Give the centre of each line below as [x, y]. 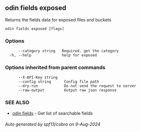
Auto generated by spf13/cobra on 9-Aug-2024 [53, 124]
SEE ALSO [17, 103]
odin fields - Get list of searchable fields [52, 113]
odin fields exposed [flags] [35, 29]
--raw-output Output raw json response [67, 90]
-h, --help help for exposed [53, 56]
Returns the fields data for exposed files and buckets [58, 19]
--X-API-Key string [38, 77]
